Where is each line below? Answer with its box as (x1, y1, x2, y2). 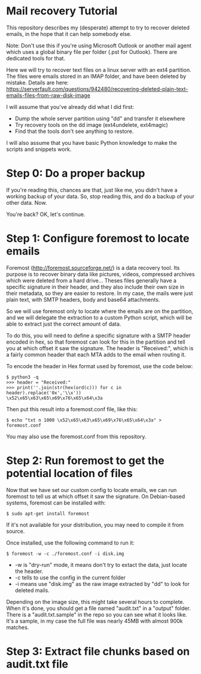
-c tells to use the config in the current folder (14, 573, 126, 581)
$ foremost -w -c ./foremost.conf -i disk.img (6, 551, 124, 557)
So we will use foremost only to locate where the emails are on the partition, (6, 307, 193, 315)
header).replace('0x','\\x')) (6, 390, 82, 396)
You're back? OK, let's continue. (6, 211, 86, 218)
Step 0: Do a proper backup (6, 166, 145, 180)
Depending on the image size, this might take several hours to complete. (6, 598, 185, 605)
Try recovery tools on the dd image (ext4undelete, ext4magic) (14, 121, 169, 128)
